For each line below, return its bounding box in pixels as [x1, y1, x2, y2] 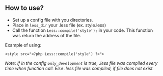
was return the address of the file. [12, 32, 81, 38]
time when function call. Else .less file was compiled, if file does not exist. [5, 65, 154, 71]
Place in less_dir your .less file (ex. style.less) [12, 22, 107, 28]
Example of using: [5, 42, 42, 48]
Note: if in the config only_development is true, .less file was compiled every [5, 60, 158, 66]
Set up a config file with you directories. [12, 17, 93, 23]
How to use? [5, 4, 44, 12]
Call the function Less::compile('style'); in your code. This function [12, 27, 153, 33]
